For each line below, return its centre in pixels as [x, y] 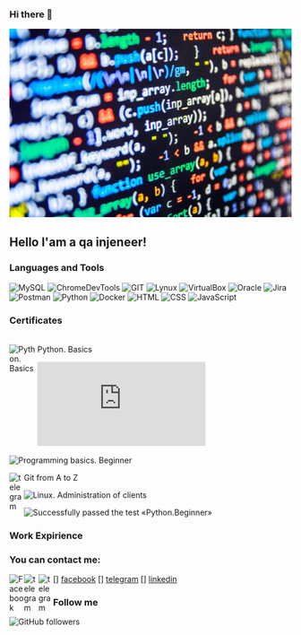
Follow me [76, 603]
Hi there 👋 [31, 14]
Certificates [36, 320]
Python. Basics [64, 349]
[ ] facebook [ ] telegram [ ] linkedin [115, 579]
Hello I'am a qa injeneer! [78, 243]
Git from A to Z [51, 477]
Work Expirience [46, 535]
